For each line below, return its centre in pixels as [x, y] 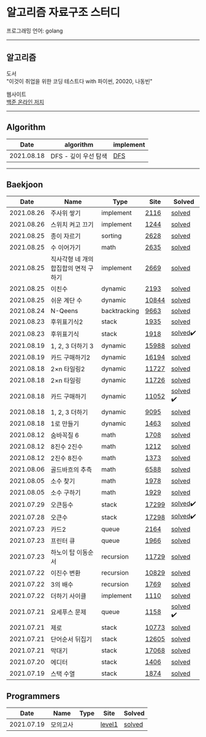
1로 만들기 [65, 424]
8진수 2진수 [67, 447]
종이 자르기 [66, 236]
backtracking [120, 311]
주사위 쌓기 [66, 213]
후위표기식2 [67, 322]
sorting [111, 236]
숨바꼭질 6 [65, 436]
